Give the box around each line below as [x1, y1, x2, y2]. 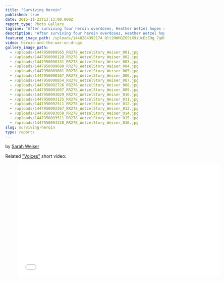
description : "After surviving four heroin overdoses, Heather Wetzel [5, 31, 157, 36]
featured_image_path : [5, 36, 51, 41]
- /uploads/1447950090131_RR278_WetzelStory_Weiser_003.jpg [10, 59, 139, 64]
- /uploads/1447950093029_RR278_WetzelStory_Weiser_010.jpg [10, 92, 139, 97]
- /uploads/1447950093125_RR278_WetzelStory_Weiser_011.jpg [10, 97, 139, 102]
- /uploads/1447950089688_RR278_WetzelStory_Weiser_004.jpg [10, 64, 139, 69]
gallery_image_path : [5, 45, 49, 50]
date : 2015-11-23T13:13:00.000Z [5, 17, 73, 22]
